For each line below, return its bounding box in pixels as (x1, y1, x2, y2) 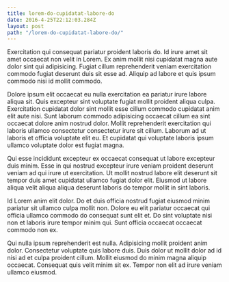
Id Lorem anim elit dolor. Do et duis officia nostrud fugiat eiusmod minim (7, 196, 211, 205)
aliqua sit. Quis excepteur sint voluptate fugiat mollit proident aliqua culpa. (7, 97, 215, 106)
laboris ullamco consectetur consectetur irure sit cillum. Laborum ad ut (7, 127, 206, 135)
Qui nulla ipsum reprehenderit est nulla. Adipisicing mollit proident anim (7, 239, 208, 247)
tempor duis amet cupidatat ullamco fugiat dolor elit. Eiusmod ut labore (7, 176, 207, 185)
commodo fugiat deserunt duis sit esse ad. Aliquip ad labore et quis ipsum (7, 70, 217, 78)
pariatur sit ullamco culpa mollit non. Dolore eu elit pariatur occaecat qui (7, 204, 211, 212)
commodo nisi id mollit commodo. (7, 77, 103, 86)
